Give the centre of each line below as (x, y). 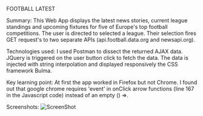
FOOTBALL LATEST (31, 9)
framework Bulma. (29, 71)
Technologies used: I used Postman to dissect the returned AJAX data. (95, 51)
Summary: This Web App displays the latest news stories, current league (97, 20)
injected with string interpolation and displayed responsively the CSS (92, 64)
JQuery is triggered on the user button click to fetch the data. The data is (98, 58)
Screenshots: (23, 107)
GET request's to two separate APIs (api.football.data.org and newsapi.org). (101, 40)
